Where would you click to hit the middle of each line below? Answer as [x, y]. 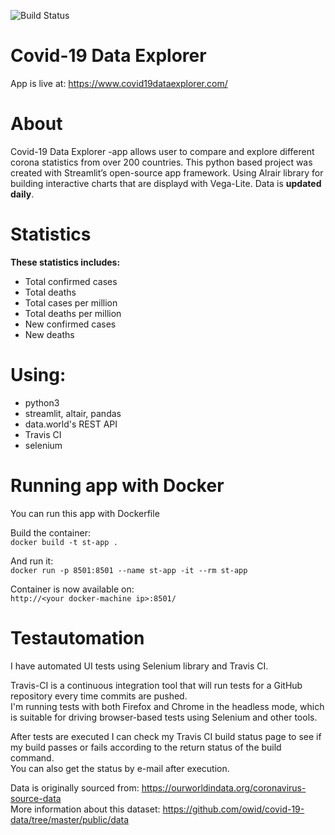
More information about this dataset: [85, 809]
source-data [36, 798]
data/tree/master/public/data [70, 819]
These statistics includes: [65, 262]
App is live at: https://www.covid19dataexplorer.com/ [119, 83]
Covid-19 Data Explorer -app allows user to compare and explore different [162, 151]
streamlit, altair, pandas [73, 413]
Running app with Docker [117, 485]
